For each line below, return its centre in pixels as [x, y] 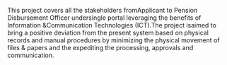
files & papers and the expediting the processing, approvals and [100, 48]
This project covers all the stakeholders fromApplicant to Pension [103, 10]
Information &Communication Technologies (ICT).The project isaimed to [112, 25]
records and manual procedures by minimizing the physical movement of [114, 40]
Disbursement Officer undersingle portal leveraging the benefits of [104, 18]
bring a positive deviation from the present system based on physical [108, 32]
